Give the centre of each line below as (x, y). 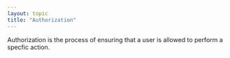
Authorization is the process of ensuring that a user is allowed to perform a (115, 39)
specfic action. (29, 47)
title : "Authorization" (42, 20)
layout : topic (28, 13)
